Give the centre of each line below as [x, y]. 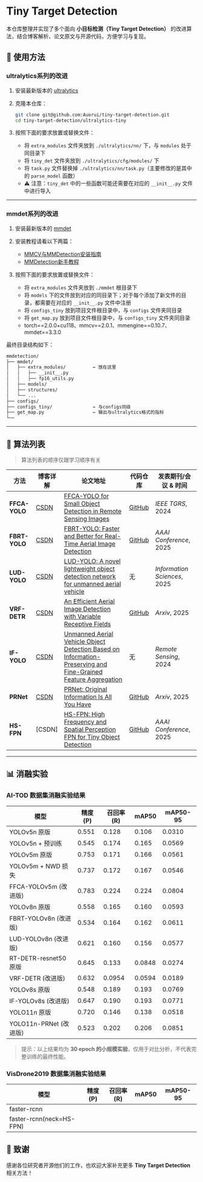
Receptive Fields [87, 624]
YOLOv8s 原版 [30, 989]
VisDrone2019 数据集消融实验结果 [56, 1073]
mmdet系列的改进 [32, 214]
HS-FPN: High [84, 714]
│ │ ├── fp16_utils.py [40, 379]
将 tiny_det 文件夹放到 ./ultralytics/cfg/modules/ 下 [92, 161]
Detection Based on [92, 649]
